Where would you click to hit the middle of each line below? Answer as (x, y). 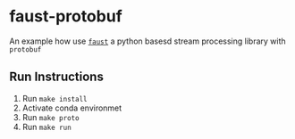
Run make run (46, 127)
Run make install (55, 98)
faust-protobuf (66, 16)
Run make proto (51, 117)
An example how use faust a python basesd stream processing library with (147, 41)
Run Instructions (57, 77)
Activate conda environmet (72, 108)
